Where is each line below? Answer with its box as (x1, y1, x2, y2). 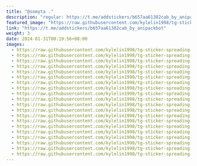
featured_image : (6, 19, 46, 25)
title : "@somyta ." (6, 8, 54, 15)
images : (6, 42, 25, 48)
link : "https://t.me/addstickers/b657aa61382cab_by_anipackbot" (6, 25, 167, 31)
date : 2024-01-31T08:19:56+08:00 (6, 36, 88, 42)
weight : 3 (6, 31, 30, 36)
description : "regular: (6, 14, 64, 20)
